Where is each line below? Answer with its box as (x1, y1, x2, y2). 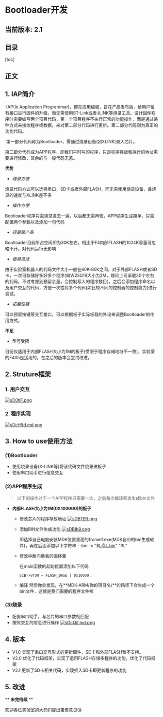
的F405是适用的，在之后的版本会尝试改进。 (5, 354, 92, 360)
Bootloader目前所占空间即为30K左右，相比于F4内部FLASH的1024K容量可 (5, 239, 152, 245)
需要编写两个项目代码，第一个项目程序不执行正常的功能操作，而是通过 (13, 116, 154, 122)
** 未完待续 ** (5, 697, 33, 702)
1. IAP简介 (5, 90, 35, 98)
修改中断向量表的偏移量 (19, 553, 66, 559)
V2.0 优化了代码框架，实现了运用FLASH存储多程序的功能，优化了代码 (12, 655, 151, 661)
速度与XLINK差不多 (13, 192, 52, 198)
